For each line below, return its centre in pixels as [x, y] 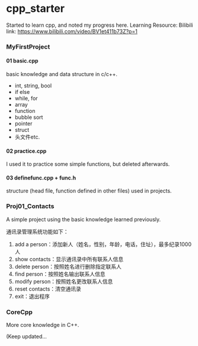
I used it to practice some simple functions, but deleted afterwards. [88, 164]
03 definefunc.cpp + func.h [41, 178]
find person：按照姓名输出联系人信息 [60, 274]
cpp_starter [36, 9]
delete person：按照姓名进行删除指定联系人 [68, 266]
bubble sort [29, 117]
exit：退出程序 [32, 296]
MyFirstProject [28, 46]
